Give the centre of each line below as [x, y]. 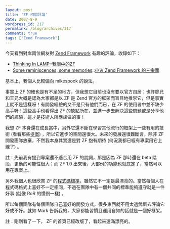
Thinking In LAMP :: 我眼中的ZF [44, 64]
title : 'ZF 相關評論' [27, 15]
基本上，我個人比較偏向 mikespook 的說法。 [51, 81]
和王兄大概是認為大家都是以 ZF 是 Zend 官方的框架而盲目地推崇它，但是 [80, 98]
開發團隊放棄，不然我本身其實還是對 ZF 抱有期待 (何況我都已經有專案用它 [81, 140]
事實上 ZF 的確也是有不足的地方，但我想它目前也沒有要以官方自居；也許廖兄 [84, 91]
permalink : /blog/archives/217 [38, 29]
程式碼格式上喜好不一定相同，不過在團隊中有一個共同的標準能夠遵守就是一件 [85, 187]
